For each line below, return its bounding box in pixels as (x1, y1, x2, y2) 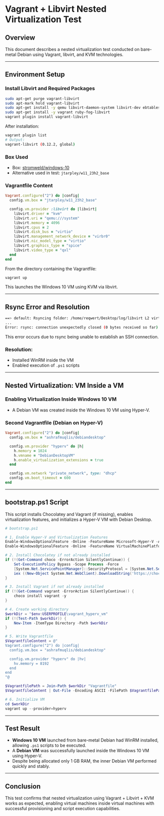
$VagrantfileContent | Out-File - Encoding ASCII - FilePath (5, 688, 128, 693)
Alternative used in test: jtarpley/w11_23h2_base (12, 170, 109, 176)
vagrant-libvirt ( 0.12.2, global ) (5, 142, 76, 147)
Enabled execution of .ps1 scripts (12, 362, 80, 368)
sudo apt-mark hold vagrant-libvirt (5, 101, 80, 106)
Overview (5, 33, 36, 42)
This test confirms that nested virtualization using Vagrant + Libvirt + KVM (5, 795, 154, 801)
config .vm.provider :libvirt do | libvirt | (9, 207, 97, 212)
